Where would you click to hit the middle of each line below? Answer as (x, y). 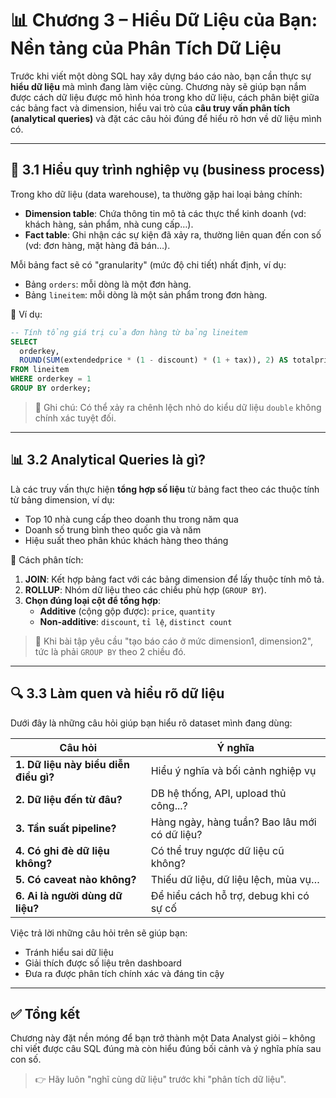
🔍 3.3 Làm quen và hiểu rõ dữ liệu (117, 693)
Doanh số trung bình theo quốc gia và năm (113, 529)
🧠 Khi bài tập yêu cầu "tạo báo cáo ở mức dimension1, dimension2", (174, 641)
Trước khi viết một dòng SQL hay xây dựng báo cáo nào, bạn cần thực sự (161, 76)
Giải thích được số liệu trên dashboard (103, 963)
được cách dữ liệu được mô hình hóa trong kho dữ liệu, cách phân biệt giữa (165, 97)
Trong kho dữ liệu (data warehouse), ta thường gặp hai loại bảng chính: (156, 194)
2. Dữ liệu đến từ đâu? (69, 799)
